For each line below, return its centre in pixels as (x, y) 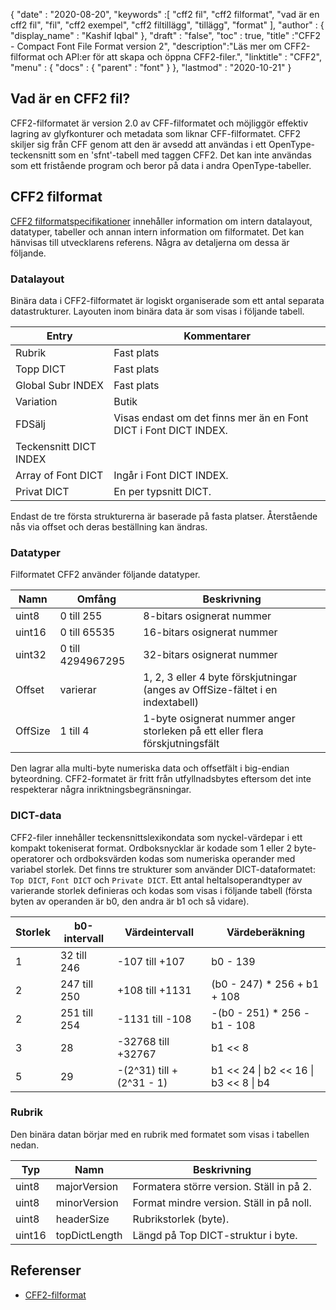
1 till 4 (74, 731)
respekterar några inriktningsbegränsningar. (101, 790)
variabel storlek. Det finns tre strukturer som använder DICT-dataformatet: (163, 869)
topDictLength (89, 1235)
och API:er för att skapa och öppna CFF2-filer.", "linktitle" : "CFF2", (184, 57)
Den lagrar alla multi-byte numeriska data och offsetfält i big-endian (150, 768)
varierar (78, 690)
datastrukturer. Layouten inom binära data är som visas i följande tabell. (157, 311)
